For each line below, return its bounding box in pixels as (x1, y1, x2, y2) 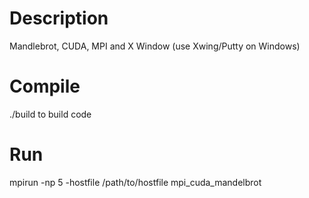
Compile (9, 75, 81, 98)
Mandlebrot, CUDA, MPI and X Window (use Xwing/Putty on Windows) (9, 40, 301, 52)
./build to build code (9, 108, 92, 120)
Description (9, 7, 109, 30)
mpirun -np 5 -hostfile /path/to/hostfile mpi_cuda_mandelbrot (9, 176, 262, 188)
